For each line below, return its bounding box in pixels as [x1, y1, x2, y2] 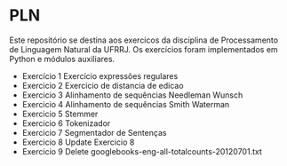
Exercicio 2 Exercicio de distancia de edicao [21, 80, 184, 91]
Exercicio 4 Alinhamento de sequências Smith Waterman [21, 99, 230, 109]
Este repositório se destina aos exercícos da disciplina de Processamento [9, 35, 278, 45]
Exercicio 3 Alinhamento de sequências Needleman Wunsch [21, 90, 243, 100]
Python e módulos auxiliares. [9, 53, 116, 64]
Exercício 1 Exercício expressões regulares [21, 70, 179, 81]
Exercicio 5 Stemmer [21, 108, 99, 119]
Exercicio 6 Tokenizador [21, 117, 111, 129]
